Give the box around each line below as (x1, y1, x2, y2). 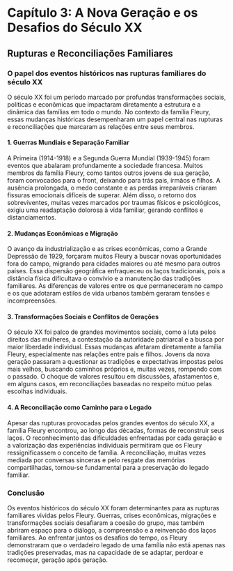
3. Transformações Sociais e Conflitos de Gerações (7, 312, 159, 321)
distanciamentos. (7, 213, 57, 222)
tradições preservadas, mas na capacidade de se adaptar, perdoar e (7, 548, 204, 556)
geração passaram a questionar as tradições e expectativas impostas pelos (7, 358, 224, 366)
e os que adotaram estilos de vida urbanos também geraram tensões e (7, 289, 210, 298)
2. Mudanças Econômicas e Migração (7, 229, 118, 238)
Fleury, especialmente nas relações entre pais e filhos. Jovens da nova (7, 350, 211, 358)
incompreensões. (7, 296, 57, 305)
